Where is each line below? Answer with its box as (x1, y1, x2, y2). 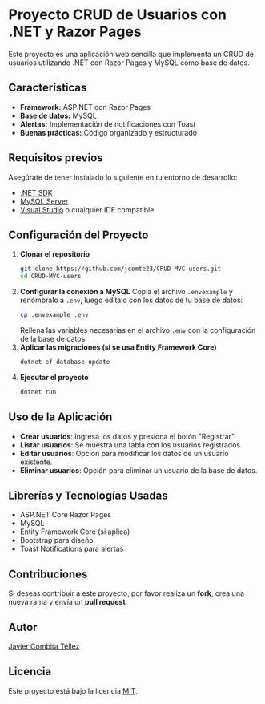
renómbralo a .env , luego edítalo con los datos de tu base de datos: (19, 295, 243, 305)
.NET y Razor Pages (8, 22, 142, 41)
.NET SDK (19, 188, 54, 197)
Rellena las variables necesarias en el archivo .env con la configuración (19, 326, 256, 334)
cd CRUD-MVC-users (19, 273, 82, 281)
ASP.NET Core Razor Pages (19, 510, 112, 520)
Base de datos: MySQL (19, 111, 98, 120)
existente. (19, 457, 53, 467)
